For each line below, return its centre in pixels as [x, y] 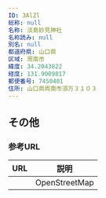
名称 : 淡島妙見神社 [35, 30]
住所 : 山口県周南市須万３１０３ [53, 88]
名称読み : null [31, 37]
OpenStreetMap [64, 183]
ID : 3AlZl [24, 15]
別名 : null [25, 45]
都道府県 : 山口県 [32, 52]
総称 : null [25, 23]
